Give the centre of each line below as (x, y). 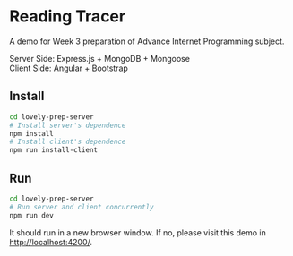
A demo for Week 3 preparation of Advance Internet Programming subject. (147, 41)
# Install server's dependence (68, 125)
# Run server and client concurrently (82, 207)
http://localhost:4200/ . (51, 242)
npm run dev (31, 215)
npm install (31, 133)
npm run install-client (54, 150)
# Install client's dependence (68, 142)
